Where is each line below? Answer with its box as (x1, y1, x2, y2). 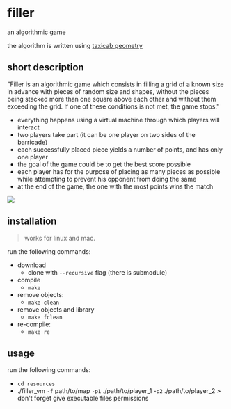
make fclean (27, 314, 63, 321)
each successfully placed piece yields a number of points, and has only (17, 145, 223, 154)
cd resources (17, 380, 56, 387)
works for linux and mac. (24, 234, 95, 242)
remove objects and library (17, 305, 95, 314)
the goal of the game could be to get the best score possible (17, 160, 191, 168)
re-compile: (17, 320, 51, 328)
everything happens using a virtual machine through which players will (17, 115, 221, 124)
